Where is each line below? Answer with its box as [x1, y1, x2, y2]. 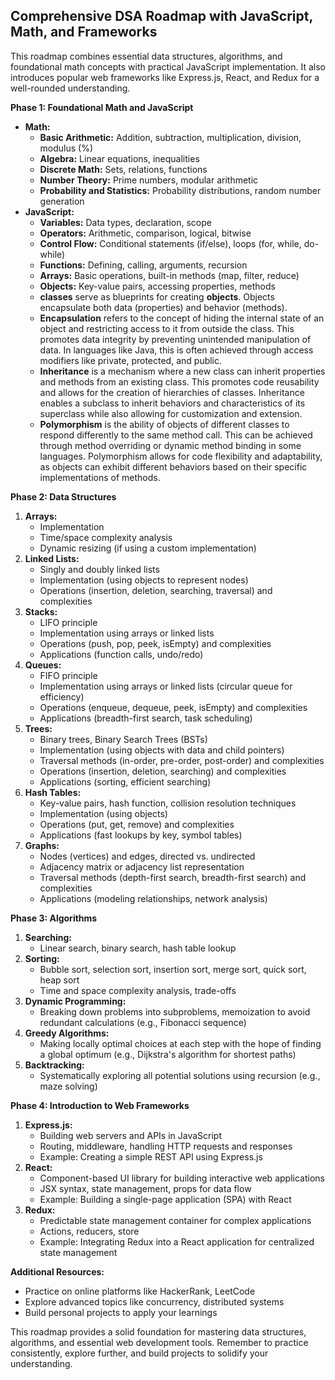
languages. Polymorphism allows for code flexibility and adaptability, [39, 450, 323, 462]
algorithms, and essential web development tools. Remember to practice [10, 1336, 309, 1348]
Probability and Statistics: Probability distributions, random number [39, 184, 322, 196]
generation [39, 195, 85, 207]
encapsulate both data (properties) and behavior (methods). [39, 301, 288, 313]
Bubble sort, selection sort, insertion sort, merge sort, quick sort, [39, 963, 307, 975]
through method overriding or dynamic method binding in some [39, 439, 302, 451]
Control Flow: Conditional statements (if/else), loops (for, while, [39, 237, 302, 249]
